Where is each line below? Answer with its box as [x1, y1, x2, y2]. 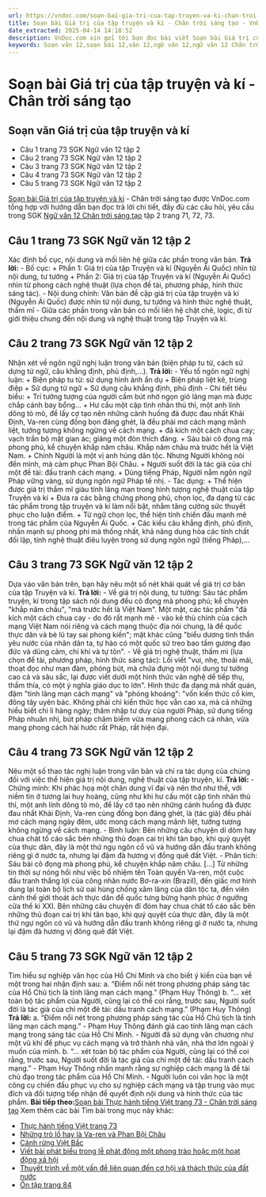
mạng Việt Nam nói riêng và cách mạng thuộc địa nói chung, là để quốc [8, 621, 242, 631]
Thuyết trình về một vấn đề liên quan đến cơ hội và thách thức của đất [19, 1164, 249, 1173]
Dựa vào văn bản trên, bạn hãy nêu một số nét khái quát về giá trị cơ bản [8, 579, 245, 588]
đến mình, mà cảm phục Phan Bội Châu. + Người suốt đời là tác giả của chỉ [8, 459, 252, 468]
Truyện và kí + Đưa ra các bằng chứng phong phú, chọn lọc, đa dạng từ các [8, 493, 256, 502]
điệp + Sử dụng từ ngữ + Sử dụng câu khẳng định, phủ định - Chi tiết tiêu [8, 383, 247, 393]
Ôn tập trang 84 [19, 1180, 72, 1190]
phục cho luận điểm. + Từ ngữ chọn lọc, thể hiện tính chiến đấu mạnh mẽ [8, 510, 247, 519]
